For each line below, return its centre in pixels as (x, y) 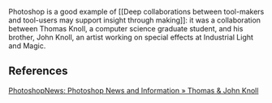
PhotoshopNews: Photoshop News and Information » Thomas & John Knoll (134, 90)
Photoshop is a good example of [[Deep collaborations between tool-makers (136, 12)
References (38, 71)
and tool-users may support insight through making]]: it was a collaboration (135, 20)
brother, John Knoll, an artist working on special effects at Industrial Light (131, 37)
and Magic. (27, 46)
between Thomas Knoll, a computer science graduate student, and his (126, 29)
